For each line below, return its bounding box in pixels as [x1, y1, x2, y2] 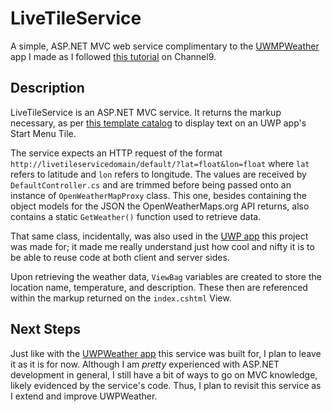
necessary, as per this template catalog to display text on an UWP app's [10, 117, 307, 129]
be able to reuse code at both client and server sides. [10, 251, 230, 263]
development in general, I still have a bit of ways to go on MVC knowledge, [10, 368, 318, 381]
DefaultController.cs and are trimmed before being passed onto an [10, 178, 292, 191]
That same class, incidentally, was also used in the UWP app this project [10, 230, 309, 242]
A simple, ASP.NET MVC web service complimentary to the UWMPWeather [10, 40, 320, 52]
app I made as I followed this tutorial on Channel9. [10, 50, 217, 62]
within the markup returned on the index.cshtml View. [10, 292, 232, 304]
